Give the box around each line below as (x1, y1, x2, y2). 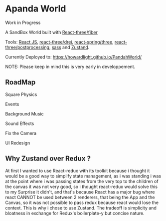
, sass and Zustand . (49, 44, 90, 50)
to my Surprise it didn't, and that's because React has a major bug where (5, 188, 156, 195)
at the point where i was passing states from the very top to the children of (5, 178, 159, 184)
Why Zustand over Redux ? (5, 154, 91, 163)
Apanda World (5, 3, 66, 14)
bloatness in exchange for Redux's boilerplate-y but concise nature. (5, 210, 145, 216)
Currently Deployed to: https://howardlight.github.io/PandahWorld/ (5, 53, 142, 60)
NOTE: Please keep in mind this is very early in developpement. (5, 63, 136, 69)
